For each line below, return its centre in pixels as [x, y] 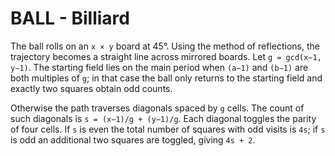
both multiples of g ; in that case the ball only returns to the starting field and [166, 78]
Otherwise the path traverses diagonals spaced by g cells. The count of [157, 108]
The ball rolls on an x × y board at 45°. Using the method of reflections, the [165, 46]
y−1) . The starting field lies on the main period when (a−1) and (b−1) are [159, 67]
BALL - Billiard [70, 18]
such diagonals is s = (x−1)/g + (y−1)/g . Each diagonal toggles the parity [163, 118]
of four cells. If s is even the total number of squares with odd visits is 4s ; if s [168, 129]
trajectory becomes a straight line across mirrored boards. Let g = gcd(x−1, [166, 56]
